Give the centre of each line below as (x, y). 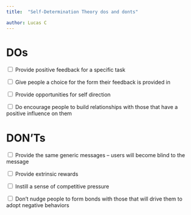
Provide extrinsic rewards (47, 174)
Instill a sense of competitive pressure (62, 187)
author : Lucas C (26, 23)
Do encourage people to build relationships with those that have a (96, 107)
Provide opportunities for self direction (63, 95)
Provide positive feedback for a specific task (70, 70)
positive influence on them (39, 114)
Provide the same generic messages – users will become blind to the (100, 155)
